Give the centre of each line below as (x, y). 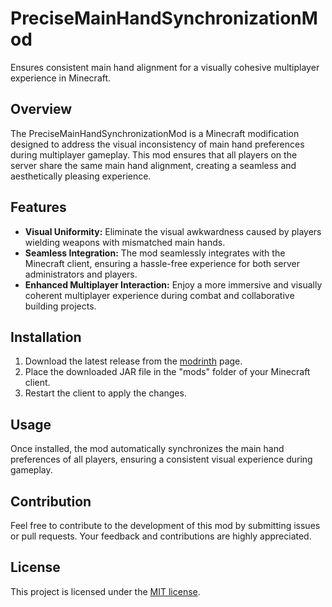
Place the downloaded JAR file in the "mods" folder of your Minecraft (167, 372)
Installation (46, 337)
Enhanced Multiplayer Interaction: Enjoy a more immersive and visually (173, 284)
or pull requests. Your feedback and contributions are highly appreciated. (161, 536)
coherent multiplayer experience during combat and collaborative (159, 295)
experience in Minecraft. (61, 78)
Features (38, 207)
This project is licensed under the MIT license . (105, 591)
